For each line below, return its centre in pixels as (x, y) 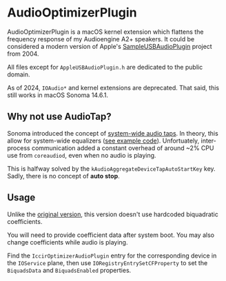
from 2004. (23, 54)
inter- (209, 140)
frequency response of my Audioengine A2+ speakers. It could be (101, 39)
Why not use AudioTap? (59, 117)
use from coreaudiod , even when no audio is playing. (82, 155)
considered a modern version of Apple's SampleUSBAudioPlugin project (110, 46)
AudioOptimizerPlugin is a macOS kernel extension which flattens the (105, 32)
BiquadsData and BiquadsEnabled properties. (69, 270)
